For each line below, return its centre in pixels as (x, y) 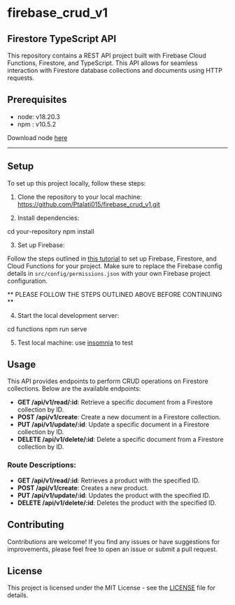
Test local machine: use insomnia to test (75, 342)
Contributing (36, 525)
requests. (21, 78)
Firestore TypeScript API (62, 39)
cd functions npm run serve (47, 329)
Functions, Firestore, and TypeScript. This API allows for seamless (102, 63)
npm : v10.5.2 (37, 124)
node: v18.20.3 (39, 116)
